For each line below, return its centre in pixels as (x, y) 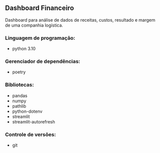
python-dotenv (27, 111)
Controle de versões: (31, 134)
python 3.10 (24, 49)
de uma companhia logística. (34, 25)
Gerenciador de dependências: (43, 61)
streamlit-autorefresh (34, 122)
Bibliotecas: (20, 85)
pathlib (19, 106)
